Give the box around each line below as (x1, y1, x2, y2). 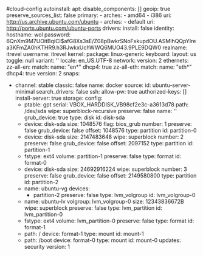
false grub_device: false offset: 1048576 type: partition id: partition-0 (24, 127, 197, 134)
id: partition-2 (24, 179, 59, 185)
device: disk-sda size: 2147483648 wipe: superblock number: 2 (24, 133, 184, 140)
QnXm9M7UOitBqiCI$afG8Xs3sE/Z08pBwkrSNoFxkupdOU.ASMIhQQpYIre (9, 38, 196, 44)
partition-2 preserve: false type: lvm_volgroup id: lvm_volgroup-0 (33, 192, 196, 198)
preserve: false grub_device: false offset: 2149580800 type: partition (24, 172, 197, 179)
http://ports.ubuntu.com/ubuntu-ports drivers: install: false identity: (6, 24, 174, 32)
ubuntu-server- (152, 81, 191, 89)
